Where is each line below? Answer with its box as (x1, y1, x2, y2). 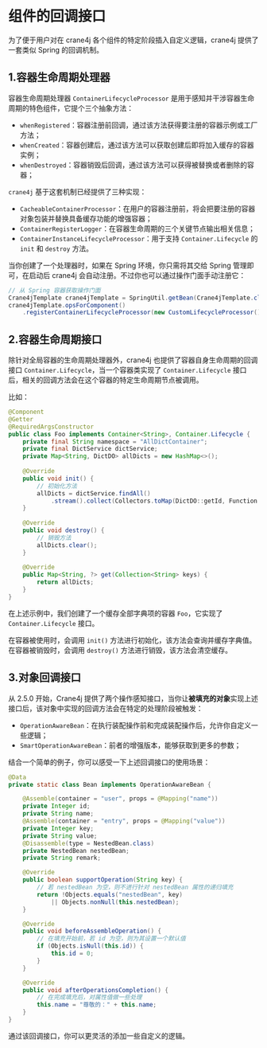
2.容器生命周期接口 (8, 332, 103, 346)
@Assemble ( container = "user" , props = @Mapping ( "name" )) (22, 795, 219, 803)
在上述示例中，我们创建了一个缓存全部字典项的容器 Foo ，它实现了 (8, 608, 223, 618)
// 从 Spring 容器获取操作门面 (8, 286, 101, 295)
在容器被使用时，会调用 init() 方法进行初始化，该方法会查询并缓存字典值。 (8, 635, 257, 645)
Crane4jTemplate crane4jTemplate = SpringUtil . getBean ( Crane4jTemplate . (8, 294, 254, 302)
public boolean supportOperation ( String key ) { (22, 876, 183, 884)
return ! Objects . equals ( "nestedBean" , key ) (37, 890, 183, 898)
